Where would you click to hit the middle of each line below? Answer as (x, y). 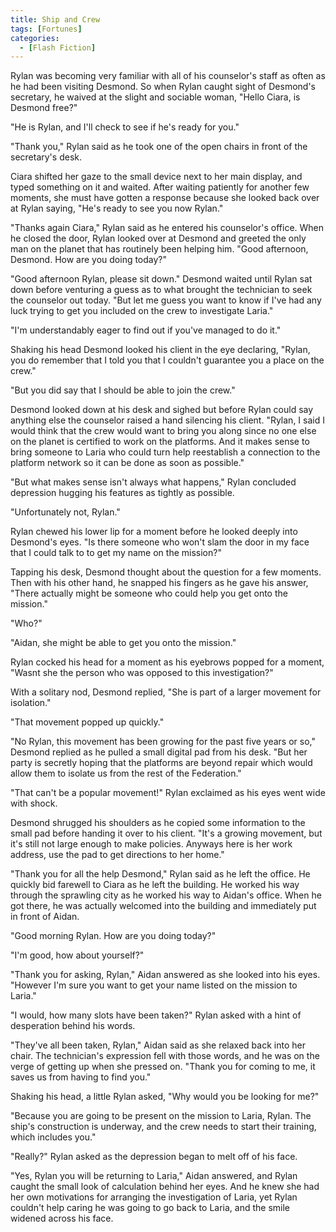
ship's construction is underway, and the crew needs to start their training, (163, 1127)
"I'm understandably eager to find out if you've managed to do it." (146, 330)
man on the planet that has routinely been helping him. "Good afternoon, (159, 249)
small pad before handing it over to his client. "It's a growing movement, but (166, 833)
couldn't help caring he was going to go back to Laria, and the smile (150, 1208)
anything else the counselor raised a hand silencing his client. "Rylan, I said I (167, 420)
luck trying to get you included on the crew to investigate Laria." (142, 311)
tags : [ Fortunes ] (46, 29)
